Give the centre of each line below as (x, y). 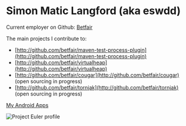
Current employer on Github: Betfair (49, 27)
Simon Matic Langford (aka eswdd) (94, 11)
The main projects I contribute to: (46, 38)
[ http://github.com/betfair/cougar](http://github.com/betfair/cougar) (97, 75)
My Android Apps (27, 105)
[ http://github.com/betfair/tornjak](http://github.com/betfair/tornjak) (97, 87)
